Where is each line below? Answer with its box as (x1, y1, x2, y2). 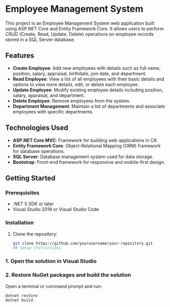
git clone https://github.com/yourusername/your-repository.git (12, 241, 153, 246)
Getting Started (5, 174, 56, 182)
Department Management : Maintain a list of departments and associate (12, 103, 165, 109)
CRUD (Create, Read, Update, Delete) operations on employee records (5, 31, 154, 37)
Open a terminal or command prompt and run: (5, 283, 102, 289)
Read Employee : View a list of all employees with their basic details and (12, 75, 164, 82)
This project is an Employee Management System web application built (5, 20, 155, 26)
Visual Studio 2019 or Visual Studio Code (12, 206, 99, 213)
